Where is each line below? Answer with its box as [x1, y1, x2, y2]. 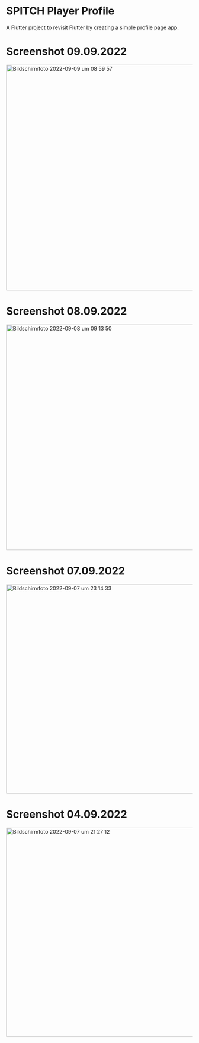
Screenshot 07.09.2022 [6, 564, 126, 577]
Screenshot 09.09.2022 [6, 45, 127, 58]
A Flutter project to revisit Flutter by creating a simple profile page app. [6, 24, 179, 31]
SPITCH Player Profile [6, 4, 115, 18]
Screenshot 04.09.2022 [6, 808, 127, 821]
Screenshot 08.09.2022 [6, 304, 127, 318]
